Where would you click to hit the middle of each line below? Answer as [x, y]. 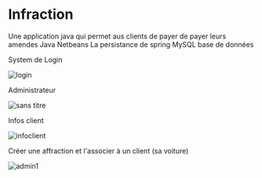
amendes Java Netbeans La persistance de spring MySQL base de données [131, 44]
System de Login [35, 60]
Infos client [26, 120]
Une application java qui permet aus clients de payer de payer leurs [117, 36]
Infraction [41, 15]
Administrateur [32, 90]
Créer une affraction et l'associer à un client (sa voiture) [98, 151]
